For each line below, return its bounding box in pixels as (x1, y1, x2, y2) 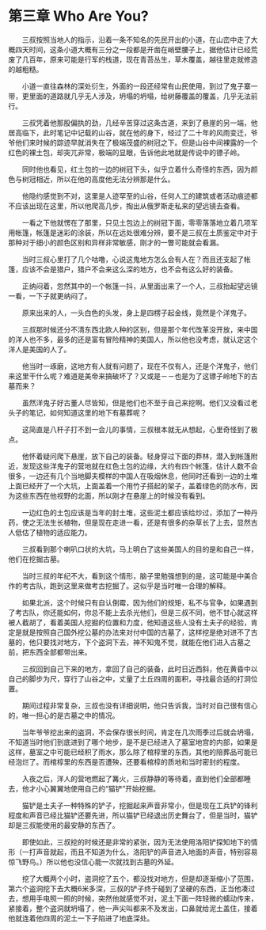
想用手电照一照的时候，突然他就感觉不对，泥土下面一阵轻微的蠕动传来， (21, 894, 258, 903)
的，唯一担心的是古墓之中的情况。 (8, 710, 120, 720)
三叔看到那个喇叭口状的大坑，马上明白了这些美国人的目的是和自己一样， (21, 544, 258, 554)
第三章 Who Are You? (8, 7, 149, 25)
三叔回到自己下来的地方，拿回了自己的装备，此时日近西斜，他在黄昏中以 (21, 664, 258, 674)
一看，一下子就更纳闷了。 (8, 290, 92, 301)
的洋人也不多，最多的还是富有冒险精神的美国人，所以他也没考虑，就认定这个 (8, 334, 258, 344)
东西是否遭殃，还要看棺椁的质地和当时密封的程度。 (77, 757, 244, 766)
